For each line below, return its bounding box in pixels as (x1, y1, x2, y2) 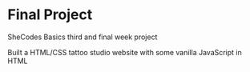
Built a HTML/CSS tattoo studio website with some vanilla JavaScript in (7, 47, 242, 57)
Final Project (7, 6, 93, 24)
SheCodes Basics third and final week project (7, 32, 158, 42)
